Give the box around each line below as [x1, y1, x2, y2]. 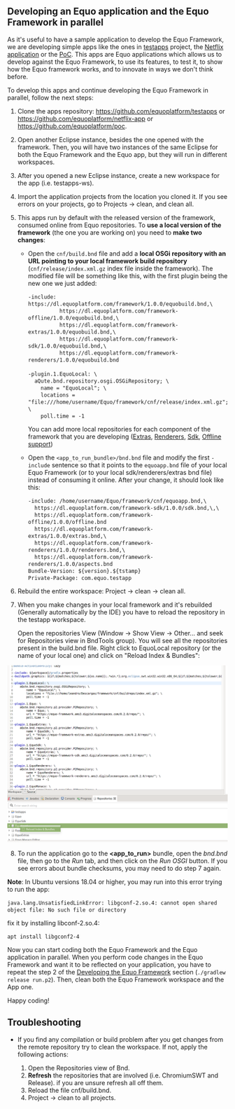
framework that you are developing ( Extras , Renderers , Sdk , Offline [27, 432, 222, 441]
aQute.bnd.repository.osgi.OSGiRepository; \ [34, 378, 169, 385]
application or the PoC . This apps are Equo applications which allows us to [7, 50, 222, 58]
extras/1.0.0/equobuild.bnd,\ [27, 329, 117, 336]
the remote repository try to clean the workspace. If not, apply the [17, 1042, 208, 1051]
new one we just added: [27, 279, 97, 287]
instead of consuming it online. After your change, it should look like [27, 476, 224, 484]
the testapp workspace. [17, 615, 86, 624]
